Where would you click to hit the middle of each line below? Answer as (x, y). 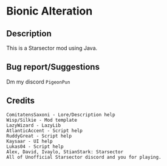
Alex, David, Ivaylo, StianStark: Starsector (65, 152)
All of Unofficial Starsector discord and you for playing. (84, 157)
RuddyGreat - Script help (39, 136)
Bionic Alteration (49, 11)
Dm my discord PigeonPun (38, 81)
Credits (21, 101)
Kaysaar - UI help (29, 141)
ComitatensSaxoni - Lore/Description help (61, 115)
